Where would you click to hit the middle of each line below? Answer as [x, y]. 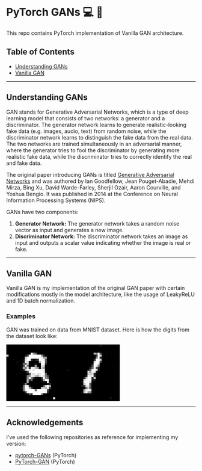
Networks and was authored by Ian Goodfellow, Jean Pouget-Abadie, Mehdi [100, 181]
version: [16, 443]
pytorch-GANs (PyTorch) [46, 455]
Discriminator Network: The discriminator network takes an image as [101, 236]
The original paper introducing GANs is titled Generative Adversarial [90, 174]
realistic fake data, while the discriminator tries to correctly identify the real [99, 156]
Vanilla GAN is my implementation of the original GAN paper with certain [96, 288]
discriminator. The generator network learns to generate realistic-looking [96, 125]
